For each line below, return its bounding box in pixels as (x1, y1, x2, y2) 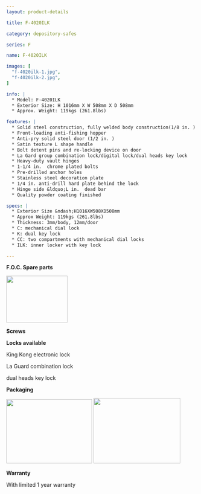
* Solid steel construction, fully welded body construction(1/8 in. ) (11, 124, 196, 130)
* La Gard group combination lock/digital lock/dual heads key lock (11, 152, 188, 159)
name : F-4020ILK (6, 53, 47, 59)
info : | (6, 91, 26, 97)
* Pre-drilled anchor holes (11, 170, 83, 176)
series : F (6, 42, 31, 48)
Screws (6, 327, 26, 335)
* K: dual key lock (11, 231, 61, 237)
